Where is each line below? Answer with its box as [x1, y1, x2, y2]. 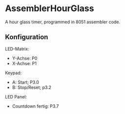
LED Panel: [5, 94, 27, 99]
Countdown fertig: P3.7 [12, 103, 59, 109]
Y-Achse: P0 [12, 55, 38, 61]
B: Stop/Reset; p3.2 [12, 84, 52, 90]
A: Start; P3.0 [12, 79, 39, 85]
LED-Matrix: [5, 46, 29, 51]
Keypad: [5, 70, 22, 76]
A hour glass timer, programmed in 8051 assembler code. [5, 19, 121, 25]
